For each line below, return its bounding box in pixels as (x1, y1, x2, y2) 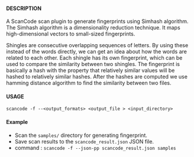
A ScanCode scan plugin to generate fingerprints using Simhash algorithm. (6, 18, 189, 25)
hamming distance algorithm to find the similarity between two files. (6, 80, 172, 87)
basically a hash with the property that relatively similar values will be (6, 67, 175, 74)
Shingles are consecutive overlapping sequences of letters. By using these (6, 42, 189, 49)
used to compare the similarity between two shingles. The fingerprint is (6, 61, 180, 68)
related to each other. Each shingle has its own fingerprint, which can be (6, 54, 183, 61)
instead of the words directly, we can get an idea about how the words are (6, 48, 187, 55)
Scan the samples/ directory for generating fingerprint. (14, 132, 148, 139)
